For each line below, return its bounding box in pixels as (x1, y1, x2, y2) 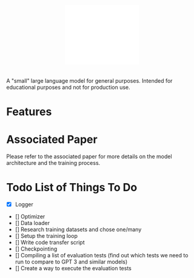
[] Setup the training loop (15, 232, 78, 240)
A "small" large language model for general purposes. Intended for (6, 77, 173, 84)
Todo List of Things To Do (6, 181, 138, 195)
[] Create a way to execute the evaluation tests (15, 265, 132, 272)
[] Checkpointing (15, 245, 58, 252)
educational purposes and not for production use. (6, 84, 130, 91)
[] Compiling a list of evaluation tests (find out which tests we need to (15, 252, 189, 259)
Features (6, 105, 52, 119)
